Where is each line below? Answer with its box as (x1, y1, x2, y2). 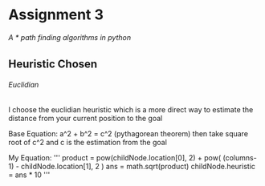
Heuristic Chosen (8, 58, 98, 71)
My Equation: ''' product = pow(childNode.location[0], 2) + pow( (8, 152, 222, 162)
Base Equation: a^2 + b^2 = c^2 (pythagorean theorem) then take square (8, 128, 249, 138)
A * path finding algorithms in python (8, 32, 131, 42)
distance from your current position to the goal (8, 113, 163, 123)
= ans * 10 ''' (8, 170, 51, 180)
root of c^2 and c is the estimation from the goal (8, 137, 167, 147)
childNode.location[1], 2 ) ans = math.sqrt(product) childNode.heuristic (21, 161, 255, 171)
